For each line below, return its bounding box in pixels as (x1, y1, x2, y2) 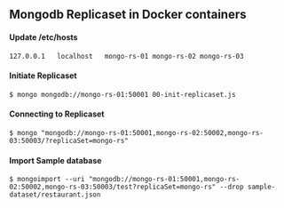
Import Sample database (9, 155, 102, 165)
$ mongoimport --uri (9, 175, 86, 184)
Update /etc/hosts (9, 31, 78, 43)
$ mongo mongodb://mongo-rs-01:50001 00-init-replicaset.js (9, 90, 237, 99)
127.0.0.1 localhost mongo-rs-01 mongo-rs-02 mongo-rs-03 (9, 52, 244, 60)
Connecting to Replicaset (9, 108, 105, 119)
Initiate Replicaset (9, 70, 77, 81)
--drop (219, 182, 244, 192)
